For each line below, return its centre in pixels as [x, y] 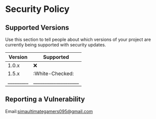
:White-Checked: [53, 73]
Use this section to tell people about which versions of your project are [78, 39]
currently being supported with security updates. [56, 45]
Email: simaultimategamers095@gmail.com [49, 111]
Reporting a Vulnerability [45, 99]
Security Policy [37, 9]
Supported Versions [37, 28]
